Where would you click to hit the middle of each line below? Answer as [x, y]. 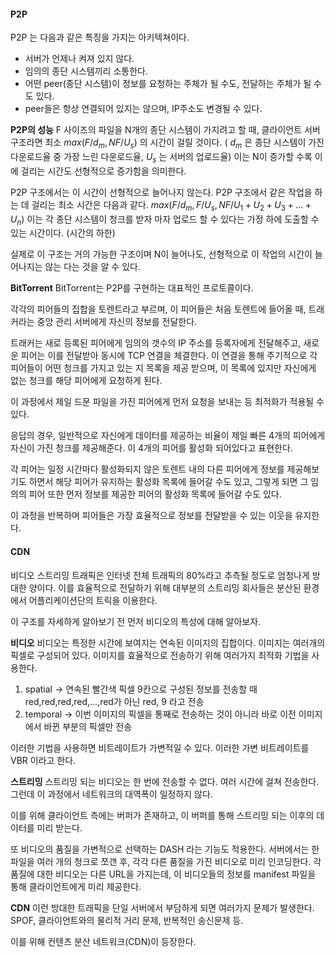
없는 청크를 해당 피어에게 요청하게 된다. [86, 381]
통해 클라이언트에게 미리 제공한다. [76, 886]
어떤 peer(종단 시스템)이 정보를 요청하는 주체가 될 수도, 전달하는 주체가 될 [168, 84]
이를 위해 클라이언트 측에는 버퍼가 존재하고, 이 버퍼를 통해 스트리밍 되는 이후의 [162, 815]
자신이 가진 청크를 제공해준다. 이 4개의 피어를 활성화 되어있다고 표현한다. [151, 448]
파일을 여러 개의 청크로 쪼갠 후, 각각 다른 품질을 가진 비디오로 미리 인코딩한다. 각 [166, 861]
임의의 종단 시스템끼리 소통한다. [86, 71]
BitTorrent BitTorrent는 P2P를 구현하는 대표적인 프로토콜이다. [132, 288]
